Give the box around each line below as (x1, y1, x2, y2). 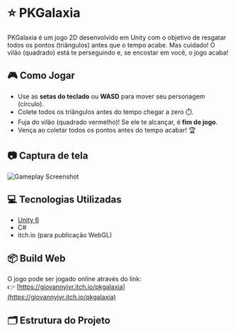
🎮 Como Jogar (7, 69, 76, 81)
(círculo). (17, 99, 45, 108)
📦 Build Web (7, 252, 66, 264)
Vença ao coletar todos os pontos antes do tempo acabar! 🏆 (17, 125, 196, 134)
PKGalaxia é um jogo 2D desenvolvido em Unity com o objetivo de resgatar (7, 33, 227, 42)
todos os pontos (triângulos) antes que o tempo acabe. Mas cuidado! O (7, 40, 216, 49)
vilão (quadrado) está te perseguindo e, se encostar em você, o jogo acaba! (7, 48, 229, 57)
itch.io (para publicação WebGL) (17, 231, 113, 239)
